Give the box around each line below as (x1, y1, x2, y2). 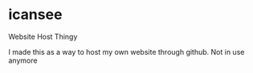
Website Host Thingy (8, 32, 78, 41)
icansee (8, 6, 63, 24)
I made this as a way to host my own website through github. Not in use (8, 47, 245, 56)
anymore (8, 56, 38, 65)
